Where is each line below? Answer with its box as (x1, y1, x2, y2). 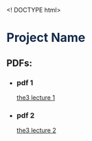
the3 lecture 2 (16, 127, 56, 135)
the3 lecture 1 (16, 93, 56, 102)
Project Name (6, 30, 86, 45)
